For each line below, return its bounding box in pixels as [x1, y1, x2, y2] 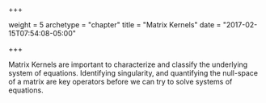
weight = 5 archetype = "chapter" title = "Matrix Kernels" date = [8, 20, 222, 29]
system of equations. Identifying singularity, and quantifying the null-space [8, 68, 259, 77]
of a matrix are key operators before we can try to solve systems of [8, 77, 233, 86]
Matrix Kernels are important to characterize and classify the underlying [8, 60, 248, 69]
